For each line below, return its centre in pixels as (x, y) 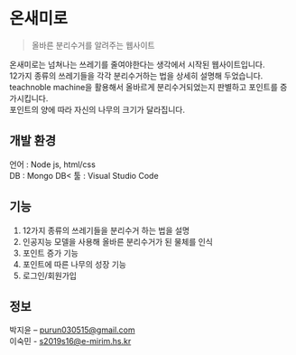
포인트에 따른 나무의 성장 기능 (74, 264)
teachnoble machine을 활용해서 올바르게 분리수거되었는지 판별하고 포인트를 (143, 87)
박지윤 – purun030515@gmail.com (72, 330)
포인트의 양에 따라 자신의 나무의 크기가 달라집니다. (97, 109)
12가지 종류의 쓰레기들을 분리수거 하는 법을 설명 (106, 230)
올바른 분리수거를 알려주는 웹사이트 (93, 45)
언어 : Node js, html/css (53, 164)
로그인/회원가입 (50, 276)
